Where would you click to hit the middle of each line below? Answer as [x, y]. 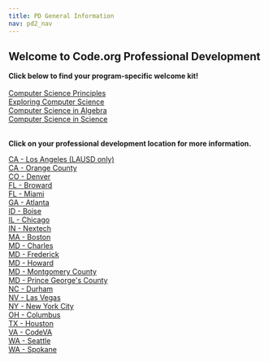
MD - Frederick [34, 255]
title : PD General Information [61, 16]
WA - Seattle [30, 341]
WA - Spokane [33, 350]
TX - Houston [31, 324]
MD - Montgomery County [53, 272]
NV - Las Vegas [35, 298]
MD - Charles [31, 246]
